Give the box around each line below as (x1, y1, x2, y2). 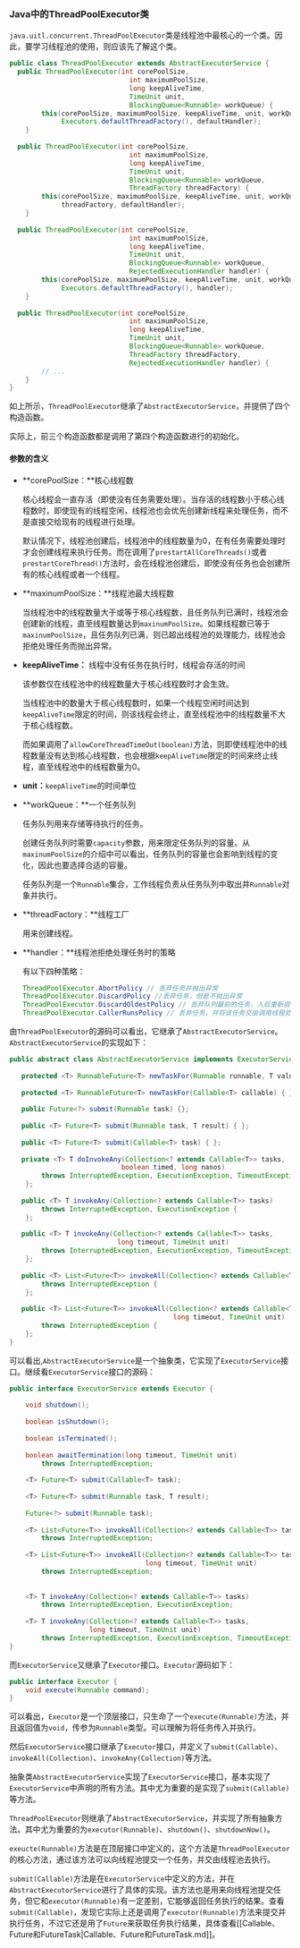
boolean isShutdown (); (25, 1417, 110, 1426)
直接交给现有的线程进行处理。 (29, 516, 140, 527)
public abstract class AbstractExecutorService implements (9, 1055, 234, 1064)
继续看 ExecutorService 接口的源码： (24, 1366, 156, 1377)
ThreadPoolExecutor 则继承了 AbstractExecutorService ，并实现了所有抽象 (9, 1813, 275, 1824)
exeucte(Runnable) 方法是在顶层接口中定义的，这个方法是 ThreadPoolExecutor (9, 1843, 290, 1854)
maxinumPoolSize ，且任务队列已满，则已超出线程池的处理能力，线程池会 (21, 629, 287, 640)
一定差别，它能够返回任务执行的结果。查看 (128, 1895, 285, 1907)
